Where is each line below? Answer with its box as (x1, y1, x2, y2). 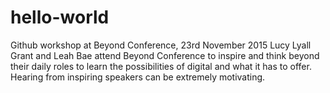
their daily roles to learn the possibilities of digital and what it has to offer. (10, 60, 312, 72)
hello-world (10, 6, 110, 29)
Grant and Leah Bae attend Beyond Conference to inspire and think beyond (10, 49, 320, 61)
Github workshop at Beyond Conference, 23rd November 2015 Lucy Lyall (10, 39, 312, 51)
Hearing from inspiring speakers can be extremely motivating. (10, 71, 266, 83)
